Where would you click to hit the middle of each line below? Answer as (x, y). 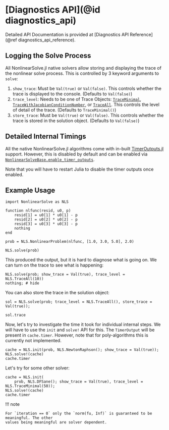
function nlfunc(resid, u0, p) (38, 211)
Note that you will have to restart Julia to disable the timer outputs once (79, 169)
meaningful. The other (29, 418)
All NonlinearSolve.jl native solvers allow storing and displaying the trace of (83, 68)
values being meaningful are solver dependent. (56, 422)
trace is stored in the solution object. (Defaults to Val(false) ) (76, 121)
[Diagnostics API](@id (53, 10)
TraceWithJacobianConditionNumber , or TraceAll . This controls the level (86, 104)
